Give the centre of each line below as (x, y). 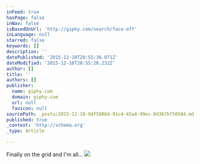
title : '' (19, 74)
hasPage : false (26, 18)
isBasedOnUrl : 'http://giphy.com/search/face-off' (72, 29)
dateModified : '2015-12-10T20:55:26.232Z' (61, 63)
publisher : (20, 86)
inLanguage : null (28, 35)
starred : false (26, 40)
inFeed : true (23, 12)
